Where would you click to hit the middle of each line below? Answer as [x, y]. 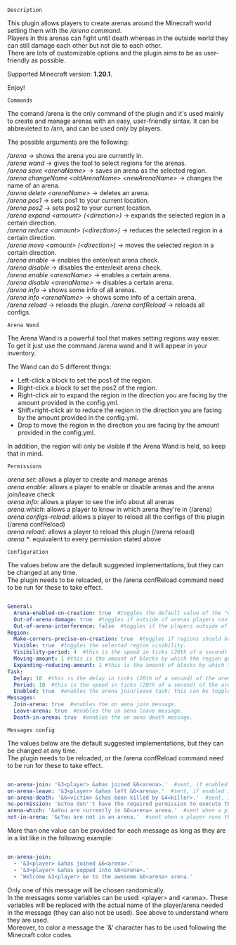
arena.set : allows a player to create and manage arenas [88, 480]
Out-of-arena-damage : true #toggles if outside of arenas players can [121, 619]
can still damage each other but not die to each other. [85, 45]
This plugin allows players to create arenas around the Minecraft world [110, 23]
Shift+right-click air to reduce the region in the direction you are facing [120, 410]
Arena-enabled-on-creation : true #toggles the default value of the [117, 613]
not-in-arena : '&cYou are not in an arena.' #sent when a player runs [114, 817]
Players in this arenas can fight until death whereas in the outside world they [118, 38]
